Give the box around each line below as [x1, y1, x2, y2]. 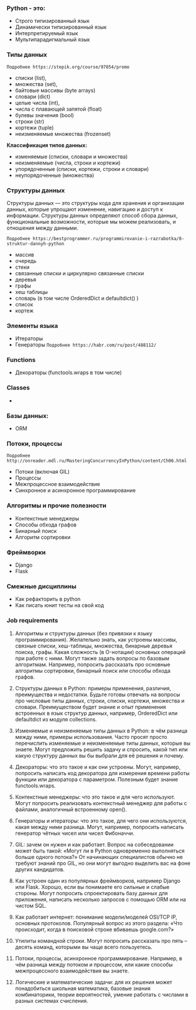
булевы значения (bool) [15, 111, 75, 118]
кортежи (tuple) [15, 124, 54, 131]
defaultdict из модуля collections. [15, 715, 97, 723]
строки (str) [15, 118, 44, 125]
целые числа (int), [15, 99, 60, 106]
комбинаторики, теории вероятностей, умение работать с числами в [15, 991, 188, 998]
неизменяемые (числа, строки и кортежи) [15, 159, 121, 166]
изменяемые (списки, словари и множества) [15, 153, 128, 160]
